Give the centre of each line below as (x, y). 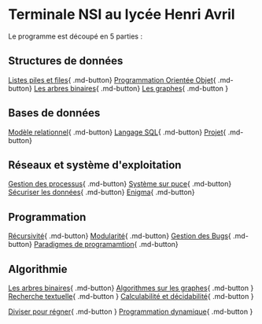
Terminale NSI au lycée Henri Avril (122, 15)
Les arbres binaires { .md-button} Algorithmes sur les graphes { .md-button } (131, 288)
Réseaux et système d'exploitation (95, 165)
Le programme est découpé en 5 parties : (76, 36)
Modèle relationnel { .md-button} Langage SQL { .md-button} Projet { (117, 132)
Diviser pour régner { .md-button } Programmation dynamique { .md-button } (131, 311)
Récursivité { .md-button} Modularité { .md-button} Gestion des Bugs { (120, 236)
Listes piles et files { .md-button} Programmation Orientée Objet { (112, 79)
